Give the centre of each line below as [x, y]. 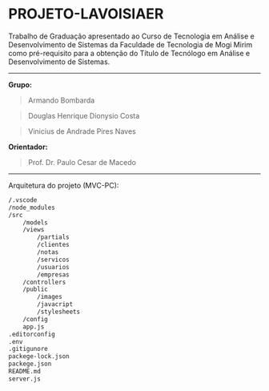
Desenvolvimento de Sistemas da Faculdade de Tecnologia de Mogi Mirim [130, 44]
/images [50, 297]
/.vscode [23, 200]
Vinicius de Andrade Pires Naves [82, 131]
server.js [25, 379]
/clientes [53, 245]
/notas [48, 252]
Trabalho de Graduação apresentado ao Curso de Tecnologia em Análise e [131, 36]
